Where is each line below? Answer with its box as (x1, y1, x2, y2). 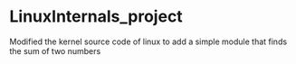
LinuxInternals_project (9, 6, 183, 27)
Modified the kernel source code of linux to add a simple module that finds (9, 36, 288, 47)
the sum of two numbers (9, 45, 101, 56)
